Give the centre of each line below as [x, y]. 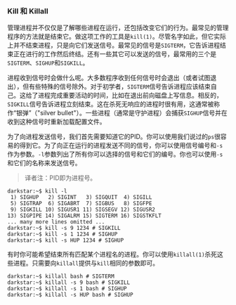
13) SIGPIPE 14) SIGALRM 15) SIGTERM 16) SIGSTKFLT [84, 216]
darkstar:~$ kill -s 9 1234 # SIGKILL [64, 228]
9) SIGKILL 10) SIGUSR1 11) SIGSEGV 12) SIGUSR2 [83, 210]
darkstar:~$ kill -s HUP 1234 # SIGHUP [66, 240]
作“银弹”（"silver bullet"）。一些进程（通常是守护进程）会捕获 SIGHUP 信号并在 [117, 113]
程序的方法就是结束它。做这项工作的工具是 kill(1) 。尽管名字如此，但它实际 [117, 37]
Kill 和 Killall [28, 11]
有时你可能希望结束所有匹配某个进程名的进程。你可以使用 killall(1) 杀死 [112, 254]
